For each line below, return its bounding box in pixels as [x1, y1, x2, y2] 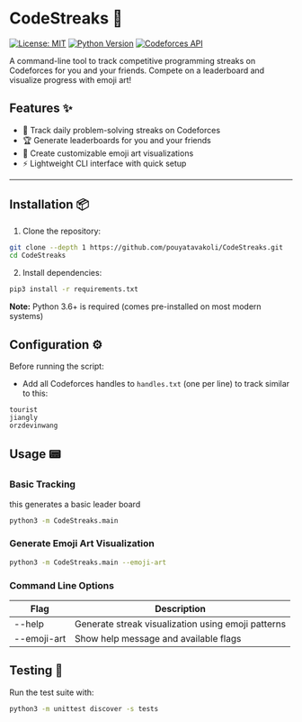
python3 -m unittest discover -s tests [9, 704, 159, 713]
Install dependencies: [22, 268, 102, 279]
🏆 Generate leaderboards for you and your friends [22, 134, 211, 145]
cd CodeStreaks [9, 251, 67, 260]
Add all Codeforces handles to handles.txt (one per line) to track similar [22, 379, 290, 388]
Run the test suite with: [9, 687, 94, 698]
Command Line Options [9, 579, 115, 591]
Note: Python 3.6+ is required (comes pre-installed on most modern [9, 301, 262, 312]
